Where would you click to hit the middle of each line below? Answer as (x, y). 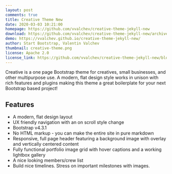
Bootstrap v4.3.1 (30, 128)
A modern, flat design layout (42, 117)
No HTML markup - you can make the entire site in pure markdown (83, 133)
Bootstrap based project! (31, 89)
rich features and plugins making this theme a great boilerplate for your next (86, 83)
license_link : (20, 58)
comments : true (21, 15)
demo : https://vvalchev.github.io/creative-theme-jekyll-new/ (73, 39)
